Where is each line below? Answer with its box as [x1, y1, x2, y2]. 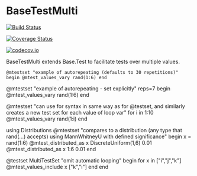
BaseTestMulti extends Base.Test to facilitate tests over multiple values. [6, 58, 180, 65]
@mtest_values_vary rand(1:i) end [6, 115, 88, 122]
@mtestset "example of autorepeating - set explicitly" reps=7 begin [6, 84, 170, 92]
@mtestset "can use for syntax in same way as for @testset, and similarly [6, 102, 185, 110]
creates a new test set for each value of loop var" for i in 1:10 [6, 109, 154, 116]
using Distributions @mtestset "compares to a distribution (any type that [6, 126, 182, 133]
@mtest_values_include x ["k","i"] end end [6, 163, 108, 170]
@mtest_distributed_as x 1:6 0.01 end [6, 145, 96, 152]
